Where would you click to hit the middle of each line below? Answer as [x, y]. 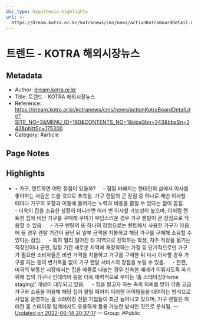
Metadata [24, 75]
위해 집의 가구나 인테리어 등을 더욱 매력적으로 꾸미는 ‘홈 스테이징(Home [96, 277]
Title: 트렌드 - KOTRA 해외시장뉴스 [55, 97]
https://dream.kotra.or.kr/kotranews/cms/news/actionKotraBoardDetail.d [103, 110]
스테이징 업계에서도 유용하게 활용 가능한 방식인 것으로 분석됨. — [105, 306]
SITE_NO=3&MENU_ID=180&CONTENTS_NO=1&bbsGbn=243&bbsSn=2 [102, 122]
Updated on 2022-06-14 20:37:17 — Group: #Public [77, 313]
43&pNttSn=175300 [39, 129]
